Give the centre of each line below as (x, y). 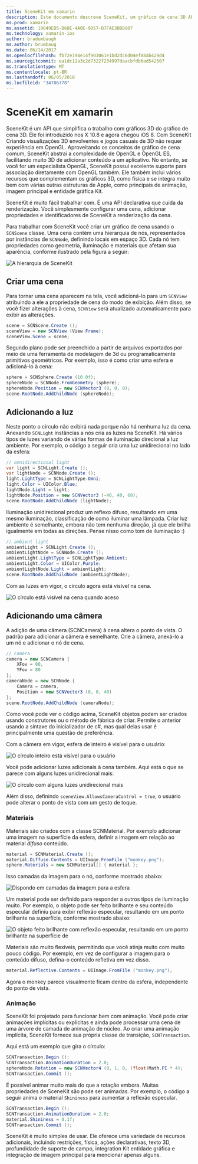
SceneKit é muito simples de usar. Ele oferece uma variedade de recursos (96, 1136)
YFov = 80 (29, 670)
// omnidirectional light (38, 462)
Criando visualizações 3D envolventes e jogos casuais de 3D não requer (94, 141)
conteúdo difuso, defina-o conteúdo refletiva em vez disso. (78, 960)
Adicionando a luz (40, 412)
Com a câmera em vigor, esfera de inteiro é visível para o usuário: (86, 744)
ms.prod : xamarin (27, 22)
